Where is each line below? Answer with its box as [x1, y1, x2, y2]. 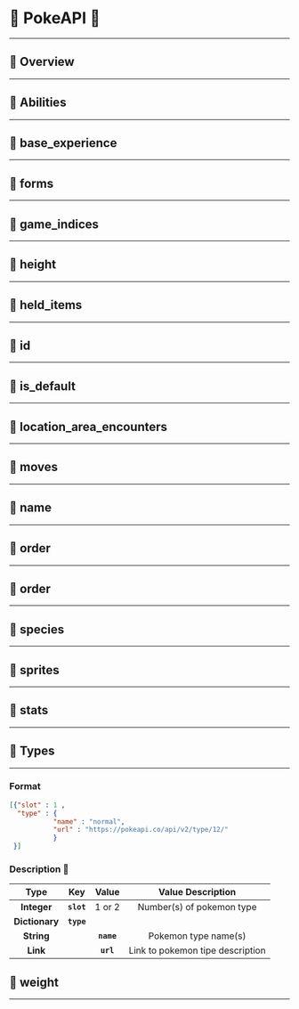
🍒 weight [9, 974, 60, 989]
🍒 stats [9, 703, 49, 718]
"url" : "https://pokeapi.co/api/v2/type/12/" [53, 826, 229, 834]
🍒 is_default [9, 378, 76, 394]
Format [9, 780, 42, 793]
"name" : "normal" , [53, 817, 125, 826]
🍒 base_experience [9, 135, 117, 151]
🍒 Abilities [9, 95, 67, 110]
